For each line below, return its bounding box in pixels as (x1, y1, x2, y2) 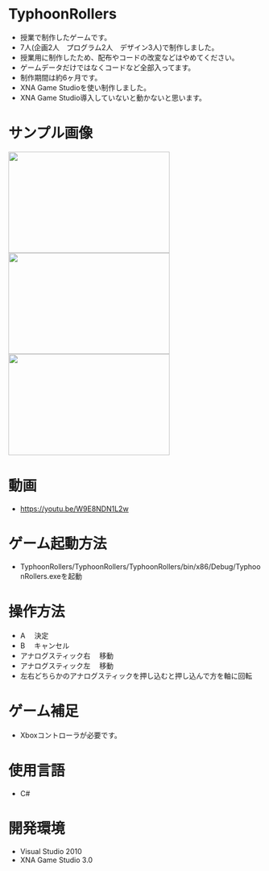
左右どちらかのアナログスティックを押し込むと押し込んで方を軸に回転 (19, 671, 252, 680)
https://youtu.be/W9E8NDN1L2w (19, 504, 129, 514)
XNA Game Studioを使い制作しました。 (19, 82, 151, 93)
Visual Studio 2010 (19, 846, 82, 856)
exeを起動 (48, 571, 83, 580)
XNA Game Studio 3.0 (19, 855, 93, 865)
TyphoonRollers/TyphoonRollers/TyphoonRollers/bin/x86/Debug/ (19, 561, 236, 572)
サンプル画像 (8, 124, 93, 142)
